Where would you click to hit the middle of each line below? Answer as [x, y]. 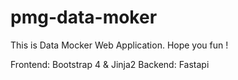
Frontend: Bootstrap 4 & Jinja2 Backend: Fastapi [110, 64]
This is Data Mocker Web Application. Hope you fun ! [119, 45]
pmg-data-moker [84, 17]
